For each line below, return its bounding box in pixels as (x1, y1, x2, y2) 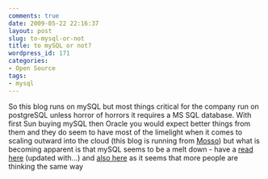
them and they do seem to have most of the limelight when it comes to (8, 127, 243, 137)
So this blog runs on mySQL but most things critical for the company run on (8, 102, 260, 111)
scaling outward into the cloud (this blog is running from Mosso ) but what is (8, 135, 261, 145)
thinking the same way (8, 161, 83, 171)
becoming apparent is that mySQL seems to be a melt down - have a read (8, 144, 254, 154)
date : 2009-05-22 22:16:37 (8, 19, 99, 27)
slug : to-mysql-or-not (8, 34, 85, 43)
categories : (8, 57, 48, 65)
